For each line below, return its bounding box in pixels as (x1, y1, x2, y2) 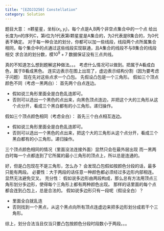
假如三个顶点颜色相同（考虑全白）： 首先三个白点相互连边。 (5, 113, 124, 119)
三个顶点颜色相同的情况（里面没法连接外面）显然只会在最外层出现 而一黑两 (5, 146, 157, 152)
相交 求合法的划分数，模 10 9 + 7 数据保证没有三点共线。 (5, 51, 116, 57)
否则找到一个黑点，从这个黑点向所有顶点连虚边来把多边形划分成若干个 (12, 204, 154, 210)
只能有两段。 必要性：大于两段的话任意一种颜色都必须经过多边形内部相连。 (5, 169, 157, 175)
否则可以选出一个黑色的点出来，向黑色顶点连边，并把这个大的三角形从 (12, 97, 154, 103)
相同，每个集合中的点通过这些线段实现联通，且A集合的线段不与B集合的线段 (5, 45, 157, 51)
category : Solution (5, 12, 45, 17)
